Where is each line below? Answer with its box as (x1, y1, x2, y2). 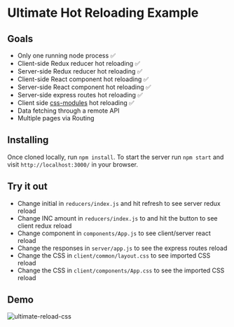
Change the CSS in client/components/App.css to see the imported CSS (17, 266, 225, 274)
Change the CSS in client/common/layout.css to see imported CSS (17, 251, 211, 260)
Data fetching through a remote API (17, 106, 120, 115)
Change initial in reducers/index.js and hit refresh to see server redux (17, 199, 221, 207)
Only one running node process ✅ (17, 51, 116, 60)
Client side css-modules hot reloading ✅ (17, 99, 135, 106)
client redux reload (17, 221, 72, 230)
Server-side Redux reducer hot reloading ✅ (17, 67, 143, 75)
